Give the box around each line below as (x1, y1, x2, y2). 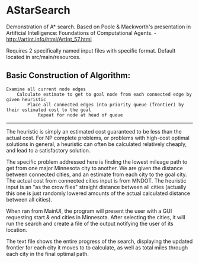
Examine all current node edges (6, 86, 86, 92)
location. (6, 226, 28, 233)
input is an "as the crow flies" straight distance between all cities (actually (6, 183, 187, 190)
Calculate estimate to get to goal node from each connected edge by (17, 91, 192, 98)
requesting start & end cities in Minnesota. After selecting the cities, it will (6, 213, 185, 220)
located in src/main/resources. (6, 53, 81, 60)
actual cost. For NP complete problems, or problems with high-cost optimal (6, 134, 190, 141)
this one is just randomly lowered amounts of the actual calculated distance (6, 190, 191, 197)
